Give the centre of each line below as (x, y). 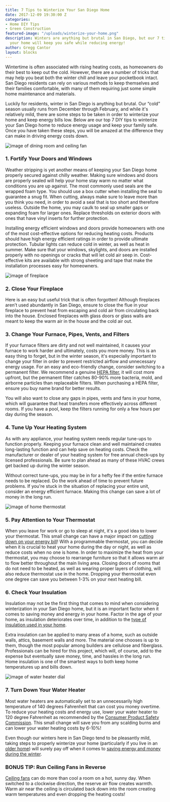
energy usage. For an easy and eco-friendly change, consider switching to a (85, 367)
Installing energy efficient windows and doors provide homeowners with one (85, 228)
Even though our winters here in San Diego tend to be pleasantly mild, (78, 738)
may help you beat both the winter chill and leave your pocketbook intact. (82, 78)
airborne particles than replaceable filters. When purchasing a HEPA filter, (82, 383)
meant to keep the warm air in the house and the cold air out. (69, 321)
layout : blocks (21, 52)
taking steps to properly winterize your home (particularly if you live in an (81, 743)
